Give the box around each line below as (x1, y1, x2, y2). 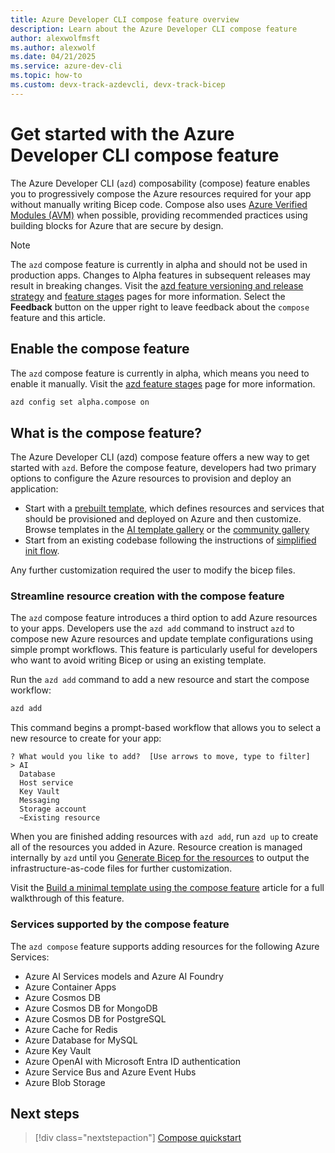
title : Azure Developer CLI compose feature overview (10, 14, 240, 25)
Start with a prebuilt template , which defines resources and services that (24, 502, 325, 515)
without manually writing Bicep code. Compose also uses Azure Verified (10, 198, 308, 210)
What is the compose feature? (10, 424, 203, 441)
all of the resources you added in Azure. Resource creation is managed (10, 841, 303, 853)
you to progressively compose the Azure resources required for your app (10, 187, 312, 200)
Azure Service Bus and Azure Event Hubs (24, 1066, 197, 1078)
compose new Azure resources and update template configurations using (10, 633, 314, 645)
